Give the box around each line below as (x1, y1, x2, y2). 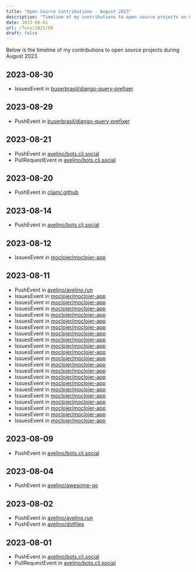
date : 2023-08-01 (6, 19, 48, 25)
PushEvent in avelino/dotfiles (14, 520, 85, 528)
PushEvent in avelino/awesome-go (14, 482, 99, 489)
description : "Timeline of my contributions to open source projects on (6, 14, 187, 20)
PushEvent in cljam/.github (14, 189, 79, 196)
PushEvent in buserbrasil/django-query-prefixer (14, 118, 130, 125)
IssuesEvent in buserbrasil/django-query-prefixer (14, 85, 134, 92)
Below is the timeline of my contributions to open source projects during (6, 46, 180, 53)
